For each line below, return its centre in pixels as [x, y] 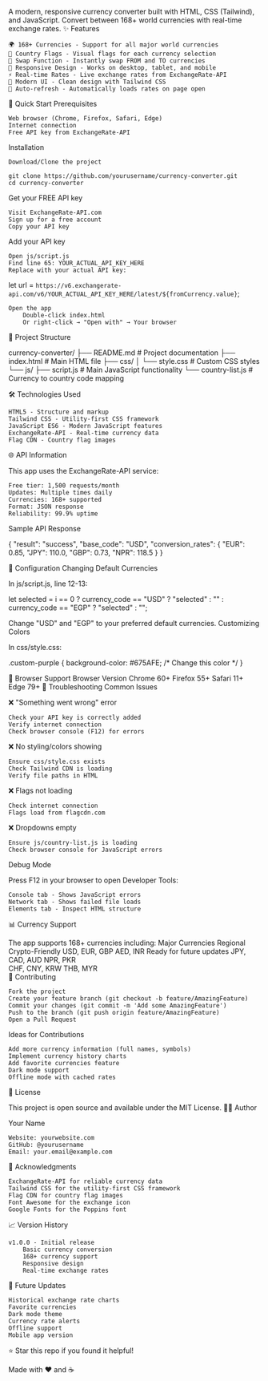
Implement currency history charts [68, 1056]
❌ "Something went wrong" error [63, 702]
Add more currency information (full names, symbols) [100, 1049]
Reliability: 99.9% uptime [53, 514]
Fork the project [37, 991]
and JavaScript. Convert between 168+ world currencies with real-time [125, 20]
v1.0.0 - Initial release [51, 1242]
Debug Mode [30, 864]
